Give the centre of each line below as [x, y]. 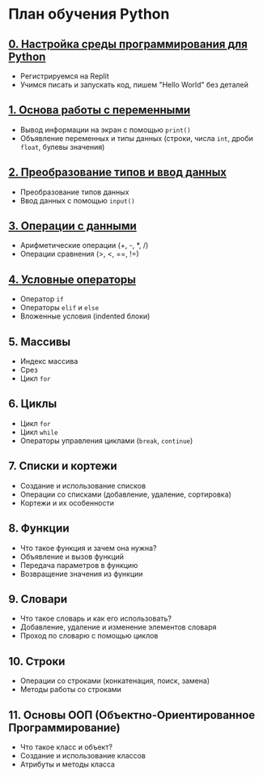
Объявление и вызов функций [72, 557]
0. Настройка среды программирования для [128, 44]
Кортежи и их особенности [67, 502]
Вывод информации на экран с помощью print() [106, 130]
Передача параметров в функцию [79, 565]
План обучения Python [89, 14]
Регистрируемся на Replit [64, 76]
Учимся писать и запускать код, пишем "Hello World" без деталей [134, 85]
